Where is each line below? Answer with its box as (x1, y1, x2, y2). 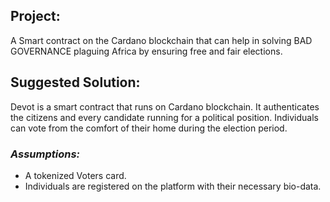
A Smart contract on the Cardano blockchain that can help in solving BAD (10, 34, 313, 46)
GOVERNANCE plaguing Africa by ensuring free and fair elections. (10, 45, 283, 57)
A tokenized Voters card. (24, 169, 127, 181)
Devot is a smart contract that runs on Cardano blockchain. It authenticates (10, 100, 320, 113)
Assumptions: (10, 147, 81, 161)
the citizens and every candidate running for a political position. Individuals (10, 111, 319, 123)
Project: (10, 8, 61, 25)
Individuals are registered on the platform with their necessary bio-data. (24, 180, 322, 192)
